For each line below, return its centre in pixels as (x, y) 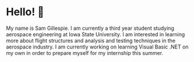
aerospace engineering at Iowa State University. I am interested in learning (96, 34)
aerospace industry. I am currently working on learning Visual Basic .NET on (97, 47)
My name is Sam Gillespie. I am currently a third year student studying (90, 28)
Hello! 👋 (25, 12)
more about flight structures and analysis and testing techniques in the (91, 40)
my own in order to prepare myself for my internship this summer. (85, 53)
